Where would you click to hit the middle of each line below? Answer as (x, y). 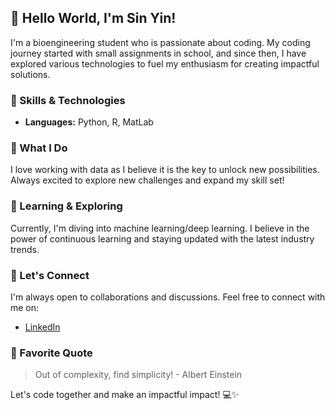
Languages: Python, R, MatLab (89, 122)
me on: (25, 307)
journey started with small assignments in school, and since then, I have (158, 53)
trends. (25, 249)
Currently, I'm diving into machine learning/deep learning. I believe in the (160, 228)
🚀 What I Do (39, 148)
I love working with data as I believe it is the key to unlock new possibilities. (165, 170)
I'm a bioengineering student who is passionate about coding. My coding (160, 42)
